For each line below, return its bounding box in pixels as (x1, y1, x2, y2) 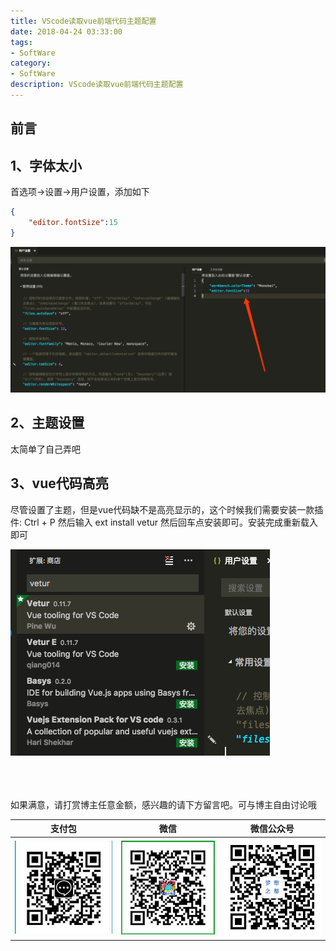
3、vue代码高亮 (10, 475, 109, 492)
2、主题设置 (10, 415, 85, 432)
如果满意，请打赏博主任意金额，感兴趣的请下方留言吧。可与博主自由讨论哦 (10, 798, 317, 810)
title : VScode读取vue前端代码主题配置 (10, 16, 157, 26)
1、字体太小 (10, 157, 83, 174)
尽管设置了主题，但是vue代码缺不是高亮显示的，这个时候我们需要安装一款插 (10, 503, 324, 515)
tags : (10, 37, 33, 47)
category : (10, 58, 52, 69)
